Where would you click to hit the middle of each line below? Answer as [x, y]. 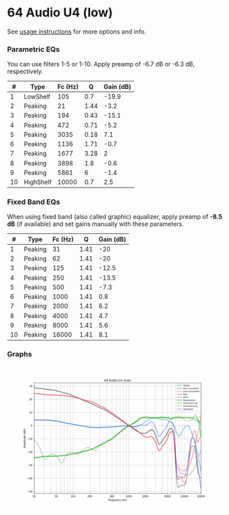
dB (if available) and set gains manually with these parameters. [96, 224]
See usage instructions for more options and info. [77, 31]
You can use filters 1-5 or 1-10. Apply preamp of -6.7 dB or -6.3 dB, [101, 64]
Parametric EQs [33, 49]
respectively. [25, 71]
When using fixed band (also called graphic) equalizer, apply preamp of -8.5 [115, 217]
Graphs [19, 354]
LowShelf [37, 96]
